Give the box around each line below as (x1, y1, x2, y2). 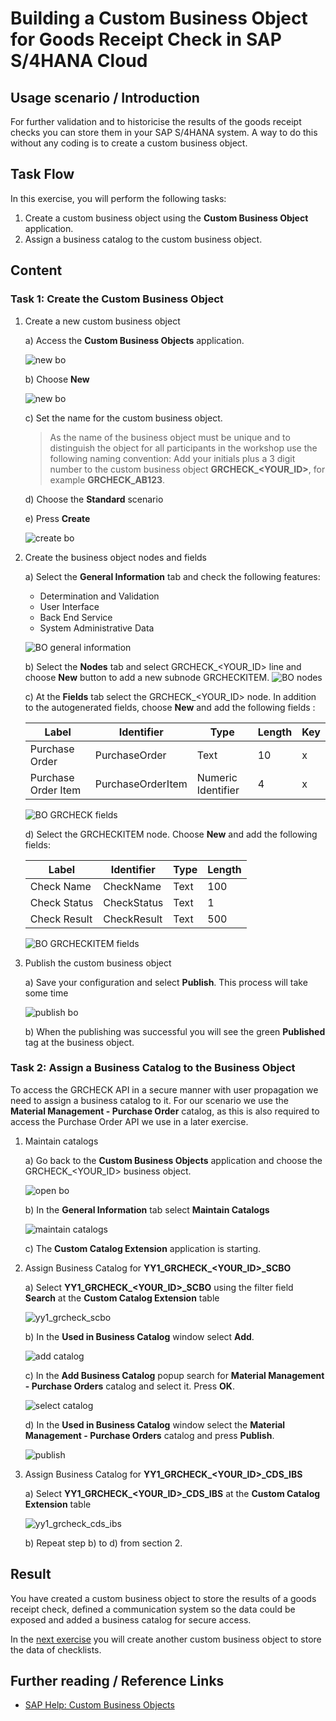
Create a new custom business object (24, 315, 181, 327)
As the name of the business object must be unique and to (49, 431, 291, 443)
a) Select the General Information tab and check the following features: (24, 570, 321, 582)
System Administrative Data (39, 622, 155, 634)
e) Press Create (24, 512, 91, 524)
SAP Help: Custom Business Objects (24, 1699, 175, 1711)
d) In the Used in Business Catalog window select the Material (24, 1418, 286, 1431)
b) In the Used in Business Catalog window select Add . (24, 1330, 255, 1342)
